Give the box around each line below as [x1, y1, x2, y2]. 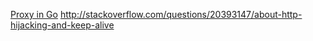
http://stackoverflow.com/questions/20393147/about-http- [59, 9, 303, 20]
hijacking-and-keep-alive [10, 19, 115, 31]
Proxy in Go [10, 9, 58, 20]
